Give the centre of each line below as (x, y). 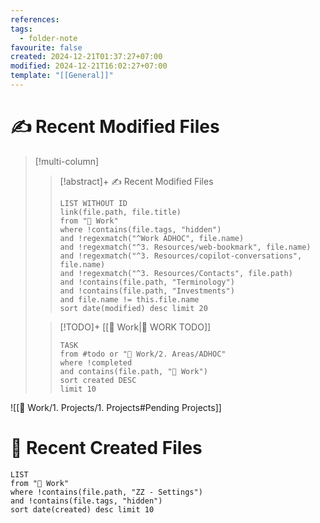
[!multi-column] (67, 161)
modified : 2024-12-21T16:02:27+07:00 (89, 66)
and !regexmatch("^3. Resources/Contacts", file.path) (176, 273)
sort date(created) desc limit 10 (82, 509)
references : (35, 19)
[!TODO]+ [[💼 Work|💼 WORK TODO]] (135, 327)
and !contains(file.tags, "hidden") (86, 501)
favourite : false (46, 47)
